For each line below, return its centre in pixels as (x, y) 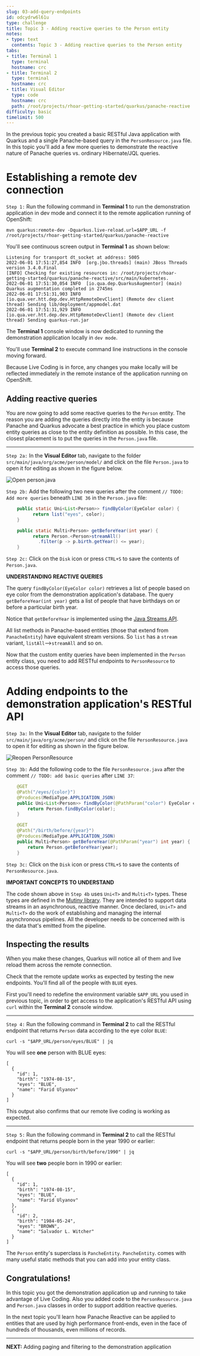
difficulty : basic (29, 112)
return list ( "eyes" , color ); (69, 514)
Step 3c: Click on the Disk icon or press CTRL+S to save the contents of (93, 864)
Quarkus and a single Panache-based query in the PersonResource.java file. (99, 140)
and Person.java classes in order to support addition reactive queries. (92, 1305)
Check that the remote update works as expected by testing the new (90, 977)
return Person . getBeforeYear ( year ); (73, 847)
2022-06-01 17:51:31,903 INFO (44, 294)
